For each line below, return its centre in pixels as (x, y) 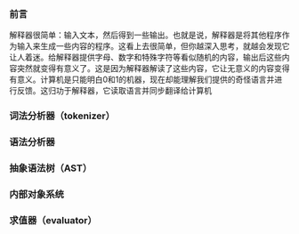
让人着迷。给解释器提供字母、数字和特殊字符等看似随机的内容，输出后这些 (145, 57)
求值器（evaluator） (53, 220)
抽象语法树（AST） (50, 168)
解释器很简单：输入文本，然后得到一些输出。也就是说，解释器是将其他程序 (145, 35)
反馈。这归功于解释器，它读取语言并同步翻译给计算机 (114, 91)
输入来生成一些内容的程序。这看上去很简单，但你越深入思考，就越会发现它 (153, 46)
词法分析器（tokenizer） (62, 116)
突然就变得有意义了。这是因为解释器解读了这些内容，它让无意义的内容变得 (153, 69)
